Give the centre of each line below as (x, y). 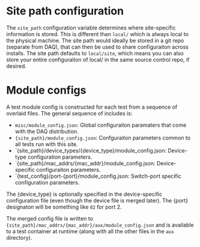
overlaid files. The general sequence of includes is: (69, 113)
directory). (19, 237)
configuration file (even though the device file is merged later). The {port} (97, 200)
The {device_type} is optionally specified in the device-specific (84, 194)
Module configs (46, 90)
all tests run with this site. (46, 144)
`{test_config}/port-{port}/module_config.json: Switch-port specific (98, 176)
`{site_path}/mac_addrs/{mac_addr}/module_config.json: (85, 163)
